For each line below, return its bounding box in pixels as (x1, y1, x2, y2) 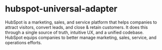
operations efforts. (5, 39, 42, 45)
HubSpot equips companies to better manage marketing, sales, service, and (5, 35, 157, 40)
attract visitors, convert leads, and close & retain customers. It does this (5, 24, 148, 30)
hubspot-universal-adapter (5, 3, 118, 14)
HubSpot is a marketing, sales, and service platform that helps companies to (5, 19, 157, 25)
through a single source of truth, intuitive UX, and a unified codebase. (5, 29, 144, 35)
